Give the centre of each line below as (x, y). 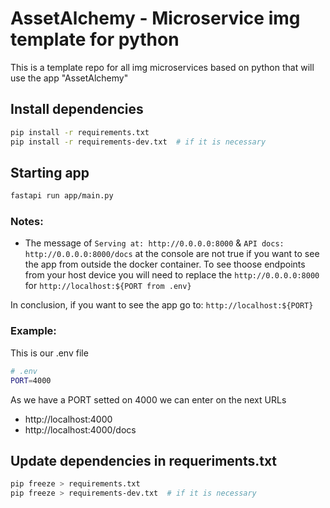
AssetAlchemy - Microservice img (155, 18)
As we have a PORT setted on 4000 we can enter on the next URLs (148, 399)
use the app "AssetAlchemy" (69, 78)
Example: (33, 331)
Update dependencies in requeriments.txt (144, 460)
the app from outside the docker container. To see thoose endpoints (165, 264)
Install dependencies (77, 109)
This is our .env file (49, 353)
